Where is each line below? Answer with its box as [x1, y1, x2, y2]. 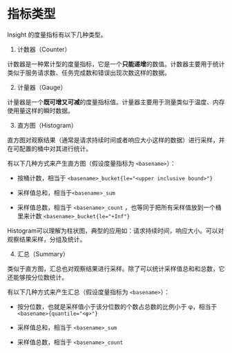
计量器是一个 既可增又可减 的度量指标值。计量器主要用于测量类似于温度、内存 [7, 97, 225, 106]
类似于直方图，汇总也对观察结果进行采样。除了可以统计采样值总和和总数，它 [7, 264, 225, 273]
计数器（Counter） [17, 45, 71, 53]
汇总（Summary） [17, 249, 69, 258]
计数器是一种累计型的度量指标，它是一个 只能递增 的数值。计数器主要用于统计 [7, 59, 225, 68]
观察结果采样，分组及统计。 [7, 235, 86, 243]
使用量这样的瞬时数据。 [7, 106, 74, 115]
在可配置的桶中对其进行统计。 [7, 144, 92, 153]
